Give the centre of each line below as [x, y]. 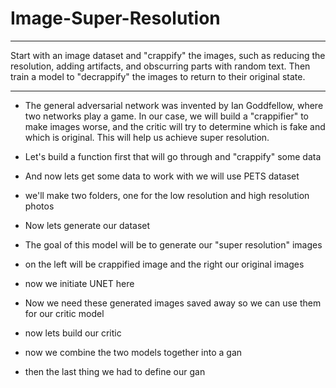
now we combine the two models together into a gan [133, 352]
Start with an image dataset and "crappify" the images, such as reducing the [168, 55]
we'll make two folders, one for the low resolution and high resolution [167, 195]
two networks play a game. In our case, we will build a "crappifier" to [166, 116]
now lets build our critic [73, 333]
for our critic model [64, 313]
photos [39, 206]
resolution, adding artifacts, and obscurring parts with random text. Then [160, 66]
